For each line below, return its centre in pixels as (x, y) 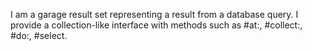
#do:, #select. (39, 35)
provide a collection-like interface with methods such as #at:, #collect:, (156, 25)
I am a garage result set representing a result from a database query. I (154, 14)
